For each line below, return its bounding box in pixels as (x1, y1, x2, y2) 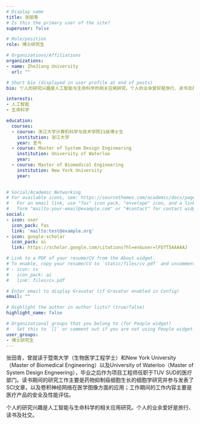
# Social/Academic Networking (6, 189, 82, 195)
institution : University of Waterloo (17, 151, 111, 157)
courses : (11, 123, 33, 129)
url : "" (11, 69, 31, 75)
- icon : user (6, 216, 39, 223)
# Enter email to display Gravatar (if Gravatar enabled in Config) (6, 288, 180, 294)
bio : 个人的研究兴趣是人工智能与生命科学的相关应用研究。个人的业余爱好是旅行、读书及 (6, 85, 192, 91)
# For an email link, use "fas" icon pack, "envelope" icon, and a (6, 200, 183, 206)
